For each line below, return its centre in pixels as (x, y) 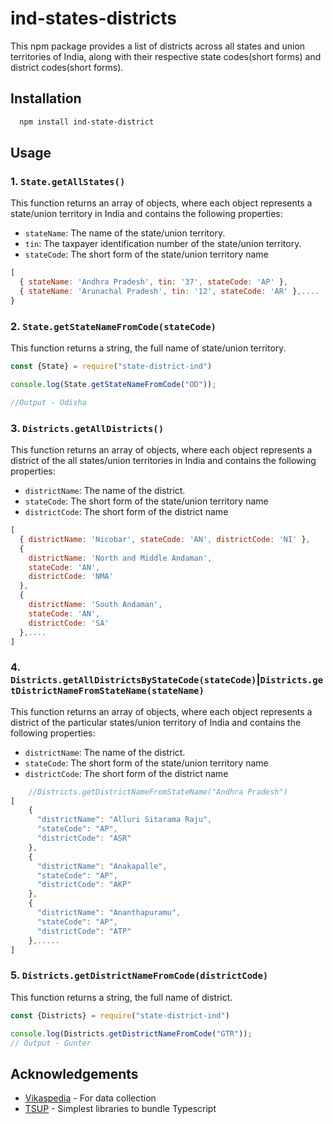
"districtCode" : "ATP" (84, 931)
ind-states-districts (94, 18)
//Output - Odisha (48, 402)
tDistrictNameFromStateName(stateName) (107, 691)
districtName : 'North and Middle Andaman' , (120, 558)
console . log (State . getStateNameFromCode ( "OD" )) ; (113, 384)
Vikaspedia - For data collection (90, 1098)
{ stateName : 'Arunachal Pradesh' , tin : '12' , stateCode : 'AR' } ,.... (169, 292)
